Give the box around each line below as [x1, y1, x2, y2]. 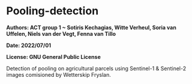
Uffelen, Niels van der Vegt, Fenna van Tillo [6, 30, 116, 37]
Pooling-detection [6, 4, 99, 18]
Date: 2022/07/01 [6, 42, 52, 49]
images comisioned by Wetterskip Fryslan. [6, 71, 111, 78]
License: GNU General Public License [6, 53, 101, 60]
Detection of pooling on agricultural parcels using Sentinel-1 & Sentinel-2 [6, 64, 187, 72]
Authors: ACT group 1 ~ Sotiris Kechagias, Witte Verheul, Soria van [6, 24, 177, 31]
